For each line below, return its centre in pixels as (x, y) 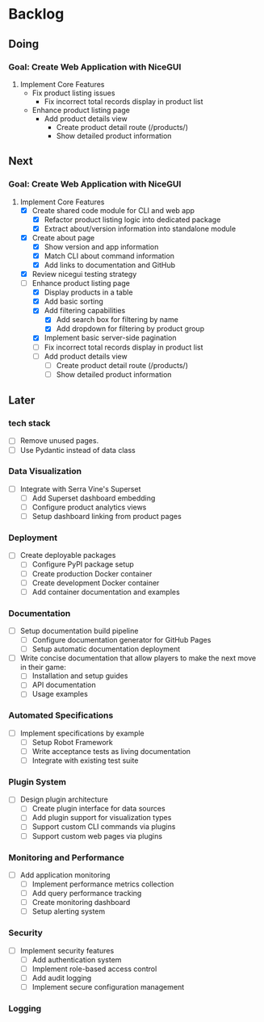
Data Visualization (45, 471)
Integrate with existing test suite (85, 760)
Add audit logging (62, 978)
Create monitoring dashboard (81, 903)
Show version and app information (101, 246)
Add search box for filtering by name (117, 320)
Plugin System (38, 781)
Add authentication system (77, 959)
